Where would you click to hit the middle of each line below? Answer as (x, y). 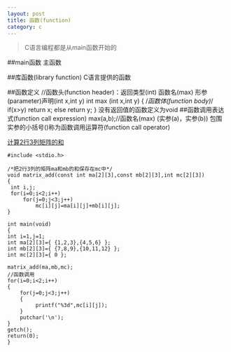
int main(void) (29, 224)
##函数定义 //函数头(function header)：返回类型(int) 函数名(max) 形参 (107, 93)
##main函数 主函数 (34, 62)
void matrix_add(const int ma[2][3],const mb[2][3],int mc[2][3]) (106, 175)
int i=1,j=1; (26, 237)
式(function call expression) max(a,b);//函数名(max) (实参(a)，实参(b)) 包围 (115, 119)
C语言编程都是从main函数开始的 (70, 48)
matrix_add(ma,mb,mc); (40, 267)
